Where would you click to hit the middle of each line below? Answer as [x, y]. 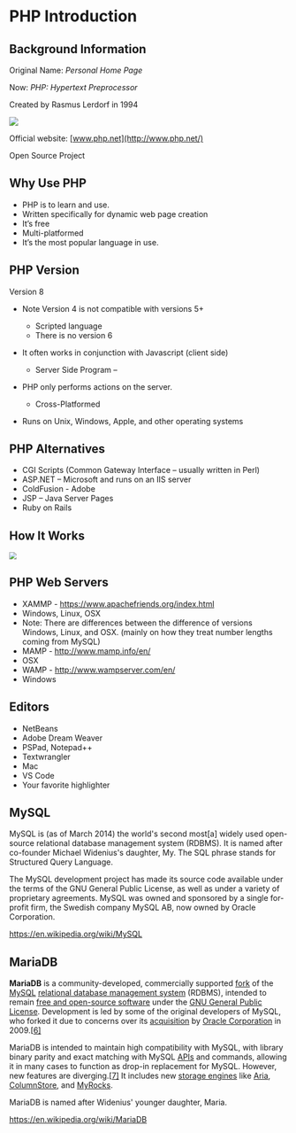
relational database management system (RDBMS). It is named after [159, 843]
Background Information [78, 49]
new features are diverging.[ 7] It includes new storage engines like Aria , [140, 1076]
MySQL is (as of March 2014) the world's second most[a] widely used [136, 834]
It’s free [36, 223]
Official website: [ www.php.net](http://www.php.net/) [106, 138]
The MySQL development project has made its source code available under [146, 880]
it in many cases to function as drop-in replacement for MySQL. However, [143, 1067]
